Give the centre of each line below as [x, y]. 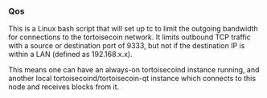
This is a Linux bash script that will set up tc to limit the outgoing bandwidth [133, 29]
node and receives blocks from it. [64, 87]
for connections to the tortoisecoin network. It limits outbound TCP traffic [129, 37]
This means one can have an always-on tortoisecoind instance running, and [134, 70]
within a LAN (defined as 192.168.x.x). [70, 55]
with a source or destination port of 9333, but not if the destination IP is [127, 46]
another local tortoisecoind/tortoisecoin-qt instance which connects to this [132, 79]
